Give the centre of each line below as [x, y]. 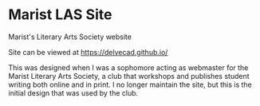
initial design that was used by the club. [73, 92]
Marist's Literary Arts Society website [70, 37]
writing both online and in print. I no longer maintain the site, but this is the [130, 84]
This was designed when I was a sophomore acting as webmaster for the [128, 67]
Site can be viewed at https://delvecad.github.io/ [88, 52]
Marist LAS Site [60, 15]
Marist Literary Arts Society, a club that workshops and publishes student [129, 76]
